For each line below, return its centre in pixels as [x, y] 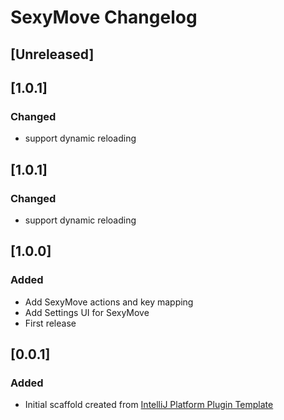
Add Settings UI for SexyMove [87, 312]
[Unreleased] [52, 54]
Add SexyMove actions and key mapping [109, 302]
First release [50, 323]
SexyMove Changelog [104, 17]
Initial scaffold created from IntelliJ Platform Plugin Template [149, 405]
